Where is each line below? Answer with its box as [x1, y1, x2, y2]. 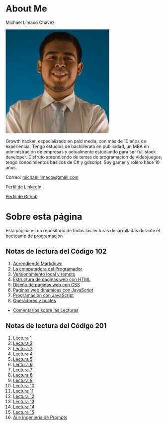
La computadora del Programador [12, 266, 83, 272]
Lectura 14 [12, 404, 35, 410]
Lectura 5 [12, 356, 33, 362]
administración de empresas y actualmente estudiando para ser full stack [5, 148, 156, 154]
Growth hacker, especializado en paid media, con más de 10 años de [5, 138, 146, 144]
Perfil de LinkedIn [5, 184, 42, 190]
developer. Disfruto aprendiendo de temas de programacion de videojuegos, [5, 154, 163, 160]
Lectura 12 [12, 393, 35, 399]
